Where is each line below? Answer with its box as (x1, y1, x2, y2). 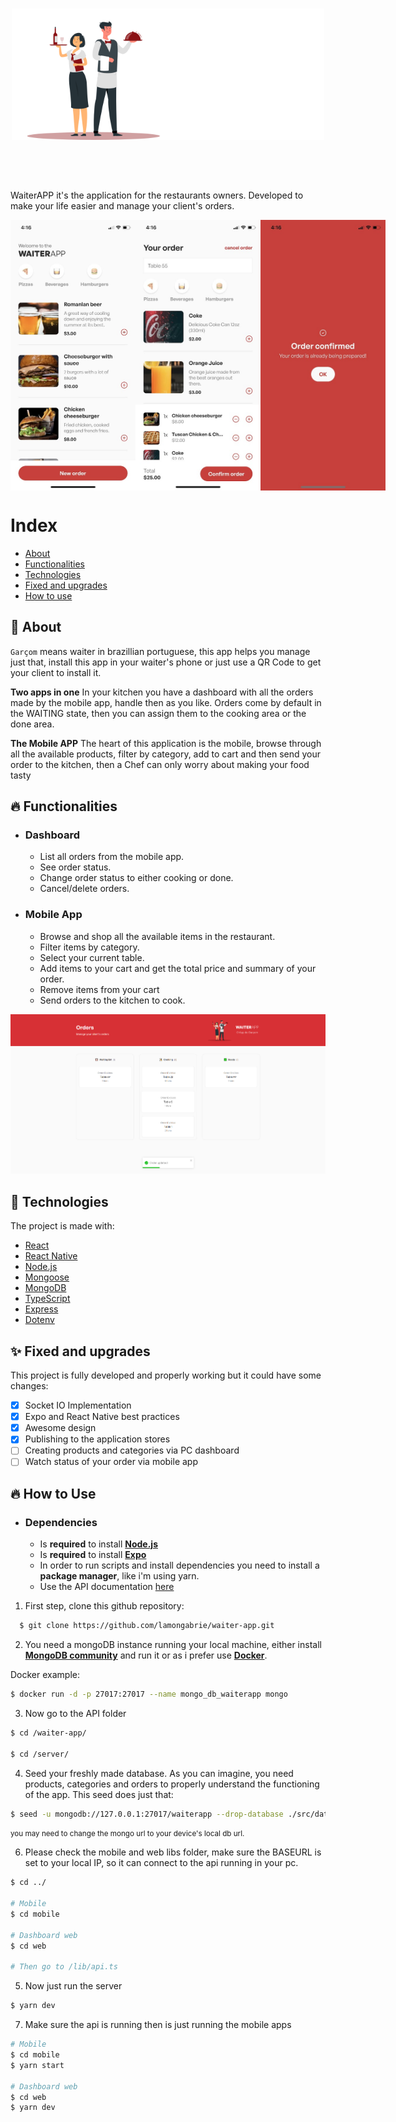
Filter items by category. (39, 941, 140, 953)
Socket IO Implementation (24, 1399, 132, 1412)
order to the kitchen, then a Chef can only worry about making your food (10, 758, 310, 770)
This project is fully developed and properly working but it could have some (10, 1369, 322, 1382)
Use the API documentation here (39, 1581, 175, 1593)
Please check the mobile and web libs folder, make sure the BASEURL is (24, 1846, 322, 1858)
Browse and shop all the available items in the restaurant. (39, 930, 276, 942)
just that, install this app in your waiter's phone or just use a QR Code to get (10, 656, 322, 668)
